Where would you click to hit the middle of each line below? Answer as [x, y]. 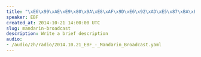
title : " [17, 12]
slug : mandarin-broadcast [38, 28]
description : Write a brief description [57, 34]
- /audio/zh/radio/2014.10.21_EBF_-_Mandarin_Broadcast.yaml [84, 45]
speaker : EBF [22, 17]
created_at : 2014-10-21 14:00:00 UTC [53, 23]
